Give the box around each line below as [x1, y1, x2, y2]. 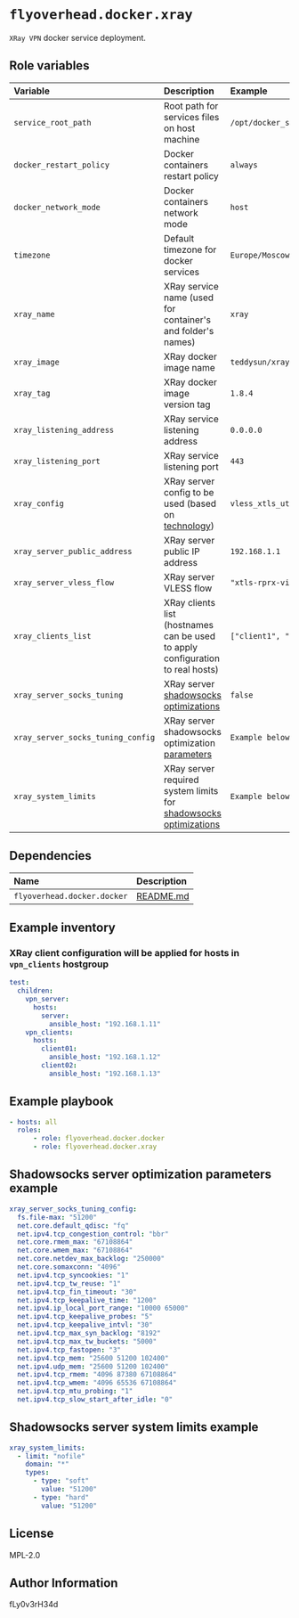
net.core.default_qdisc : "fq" [17, 1221, 129, 1230]
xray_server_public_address [13, 546, 133, 556]
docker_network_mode [13, 202, 101, 212]
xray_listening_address [13, 425, 115, 435]
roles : [17, 1125, 42, 1135]
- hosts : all [9, 1117, 58, 1126]
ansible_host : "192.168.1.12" [48, 1053, 162, 1062]
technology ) [163, 519, 215, 532]
